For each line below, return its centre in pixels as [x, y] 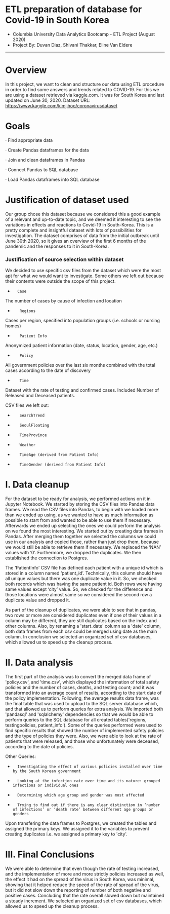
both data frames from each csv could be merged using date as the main [81, 631]
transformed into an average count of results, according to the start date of [83, 693]
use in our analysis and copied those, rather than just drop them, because [82, 542]
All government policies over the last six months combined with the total [80, 365]
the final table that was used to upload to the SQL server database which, [82, 703]
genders [20, 814]
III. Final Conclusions [50, 854]
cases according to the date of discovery [48, 370]
